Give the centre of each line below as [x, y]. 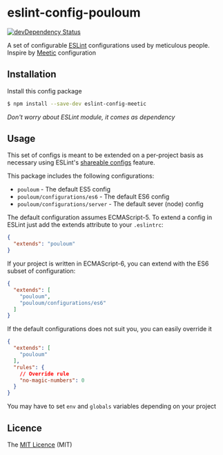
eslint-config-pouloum [74, 13]
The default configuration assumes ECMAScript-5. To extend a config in [110, 217]
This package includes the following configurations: [81, 176]
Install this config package [45, 91]
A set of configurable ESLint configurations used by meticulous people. [108, 45]
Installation [32, 74]
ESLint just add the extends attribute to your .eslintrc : [85, 225]
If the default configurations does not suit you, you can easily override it [109, 329]
